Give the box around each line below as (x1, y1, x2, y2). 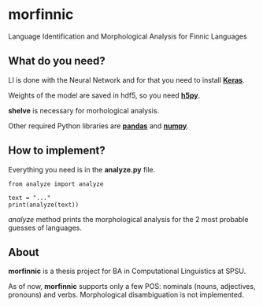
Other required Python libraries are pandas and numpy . (8, 120, 189, 131)
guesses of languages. (8, 223, 83, 232)
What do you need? (8, 54, 106, 68)
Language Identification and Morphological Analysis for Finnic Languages (8, 31, 247, 41)
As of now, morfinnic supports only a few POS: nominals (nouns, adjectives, (8, 282, 256, 291)
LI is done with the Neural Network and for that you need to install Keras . (8, 75, 245, 84)
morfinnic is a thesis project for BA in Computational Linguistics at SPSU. (8, 266, 246, 276)
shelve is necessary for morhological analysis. (8, 105, 160, 115)
